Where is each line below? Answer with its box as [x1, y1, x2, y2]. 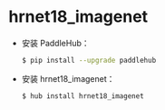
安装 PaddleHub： [21, 37, 90, 48]
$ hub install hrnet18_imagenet [21, 91, 144, 101]
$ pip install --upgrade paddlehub [21, 55, 157, 65]
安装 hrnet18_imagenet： [21, 73, 115, 84]
